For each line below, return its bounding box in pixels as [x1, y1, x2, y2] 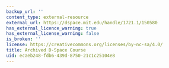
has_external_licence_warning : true [6, 25, 97, 31]
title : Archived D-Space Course [6, 47, 86, 53]
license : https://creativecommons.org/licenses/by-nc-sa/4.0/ [6, 42, 163, 48]
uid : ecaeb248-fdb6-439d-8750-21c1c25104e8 [6, 53, 116, 59]
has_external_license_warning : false [6, 31, 100, 37]
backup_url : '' [6, 8, 44, 15]
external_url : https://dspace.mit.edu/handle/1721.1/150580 [6, 20, 158, 25]
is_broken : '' [6, 36, 42, 42]
